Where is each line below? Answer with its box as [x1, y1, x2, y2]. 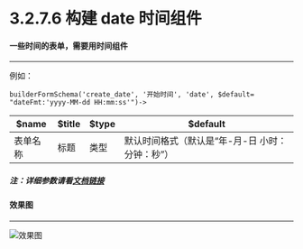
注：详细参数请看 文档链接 [9, 175, 105, 186]
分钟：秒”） [124, 148, 174, 161]
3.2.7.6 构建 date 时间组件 [9, 8, 203, 29]
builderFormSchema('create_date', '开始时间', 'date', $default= [9, 90, 255, 99]
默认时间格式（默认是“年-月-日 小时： [124, 134, 287, 147]
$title [57, 118, 81, 131]
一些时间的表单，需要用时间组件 [9, 40, 128, 51]
